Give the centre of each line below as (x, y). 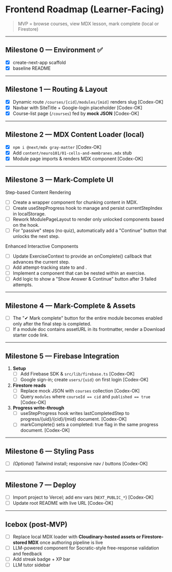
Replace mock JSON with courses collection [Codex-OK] (80, 391)
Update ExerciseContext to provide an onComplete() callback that (82, 256)
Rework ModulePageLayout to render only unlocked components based (88, 219)
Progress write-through (38, 408)
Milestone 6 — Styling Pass (50, 451)
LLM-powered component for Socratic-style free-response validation (86, 548)
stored (20, 543)
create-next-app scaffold (39, 62)
